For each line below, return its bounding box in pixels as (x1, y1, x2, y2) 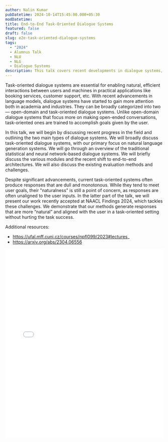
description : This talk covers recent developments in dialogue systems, (5, 69, 163, 74)
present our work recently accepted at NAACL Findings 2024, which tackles (5, 198, 163, 204)
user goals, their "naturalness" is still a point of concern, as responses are (5, 187, 158, 193)
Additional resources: (5, 224, 49, 230)
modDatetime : (5, 17, 33, 22)
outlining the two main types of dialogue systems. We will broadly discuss (5, 135, 158, 141)
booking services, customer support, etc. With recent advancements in (5, 93, 152, 99)
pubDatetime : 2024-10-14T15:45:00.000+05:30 (5, 12, 100, 17)
